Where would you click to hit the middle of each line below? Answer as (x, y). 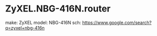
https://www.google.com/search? (117, 22)
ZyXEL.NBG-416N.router (58, 9)
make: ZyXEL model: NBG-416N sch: (43, 22)
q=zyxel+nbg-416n (25, 27)
